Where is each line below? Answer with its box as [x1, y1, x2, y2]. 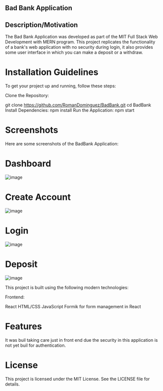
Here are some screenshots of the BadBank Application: [5, 141, 119, 147]
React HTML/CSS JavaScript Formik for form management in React [5, 303, 141, 309]
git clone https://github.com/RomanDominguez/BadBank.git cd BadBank [5, 102, 151, 108]
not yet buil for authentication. [5, 342, 66, 348]
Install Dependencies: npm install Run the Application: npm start [5, 107, 135, 113]
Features [5, 321, 42, 332]
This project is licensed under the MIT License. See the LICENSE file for [5, 376, 150, 382]
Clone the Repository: [5, 93, 49, 98]
